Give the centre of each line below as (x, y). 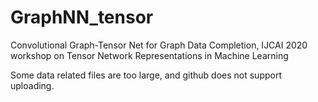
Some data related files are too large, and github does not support (146, 75)
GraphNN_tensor (82, 17)
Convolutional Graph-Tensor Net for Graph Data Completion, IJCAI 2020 (159, 45)
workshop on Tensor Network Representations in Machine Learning (149, 55)
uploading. (32, 85)
